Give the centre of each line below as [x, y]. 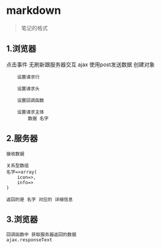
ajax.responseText [29, 240]
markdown [34, 11]
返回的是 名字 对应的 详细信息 [40, 200]
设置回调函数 [30, 100]
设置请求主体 [30, 112]
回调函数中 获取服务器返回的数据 [41, 235]
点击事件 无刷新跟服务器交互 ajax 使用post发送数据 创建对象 [80, 65]
